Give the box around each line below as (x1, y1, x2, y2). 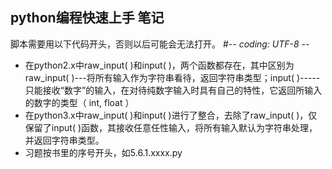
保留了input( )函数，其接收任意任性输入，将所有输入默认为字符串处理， (24, 121, 318, 133)
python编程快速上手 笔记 (10, 9, 165, 27)
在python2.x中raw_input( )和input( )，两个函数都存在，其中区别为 (24, 59, 295, 71)
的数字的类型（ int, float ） (24, 96, 135, 108)
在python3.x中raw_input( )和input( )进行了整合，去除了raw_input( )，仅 (24, 109, 318, 121)
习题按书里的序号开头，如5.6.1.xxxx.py (24, 146, 183, 158)
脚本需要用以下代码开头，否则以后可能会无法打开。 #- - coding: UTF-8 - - (10, 38, 310, 50)
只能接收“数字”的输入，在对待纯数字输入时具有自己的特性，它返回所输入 (24, 84, 323, 96)
